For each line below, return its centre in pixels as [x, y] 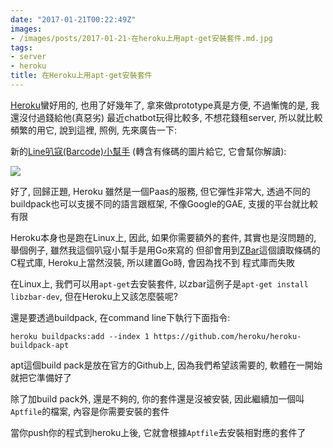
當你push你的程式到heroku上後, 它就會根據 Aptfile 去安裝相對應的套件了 [158, 432]
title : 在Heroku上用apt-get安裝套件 [81, 76]
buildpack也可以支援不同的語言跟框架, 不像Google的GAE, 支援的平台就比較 [164, 203]
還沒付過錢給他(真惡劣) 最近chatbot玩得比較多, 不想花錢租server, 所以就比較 [166, 117]
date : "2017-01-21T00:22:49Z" [73, 19]
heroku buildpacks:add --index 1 [80, 336]
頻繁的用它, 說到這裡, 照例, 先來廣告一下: [93, 130]
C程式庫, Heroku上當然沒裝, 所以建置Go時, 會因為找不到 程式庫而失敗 [152, 262]
